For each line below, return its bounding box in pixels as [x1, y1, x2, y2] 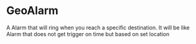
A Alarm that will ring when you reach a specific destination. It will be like [6, 24, 191, 31]
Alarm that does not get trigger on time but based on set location [6, 30, 170, 37]
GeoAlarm [6, 4, 59, 18]
